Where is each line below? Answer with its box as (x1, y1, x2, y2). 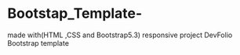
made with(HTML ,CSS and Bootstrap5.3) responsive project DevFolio (7, 30, 233, 40)
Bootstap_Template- (7, 5, 143, 22)
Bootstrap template (7, 38, 70, 47)
